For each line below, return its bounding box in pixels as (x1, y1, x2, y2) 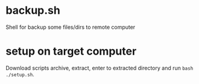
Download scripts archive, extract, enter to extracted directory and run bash (5, 64, 194, 71)
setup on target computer (5, 44, 137, 58)
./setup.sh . (5, 70, 34, 78)
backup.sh (5, 4, 61, 17)
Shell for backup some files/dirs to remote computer (5, 23, 136, 31)
